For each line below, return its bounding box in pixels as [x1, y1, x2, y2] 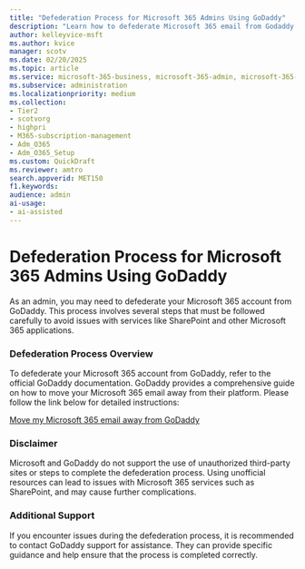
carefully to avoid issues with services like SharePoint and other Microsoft [9, 315, 286, 326]
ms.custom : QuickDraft [9, 156, 95, 166]
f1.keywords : [9, 182, 59, 191]
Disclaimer [9, 437, 58, 449]
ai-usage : [9, 199, 47, 209]
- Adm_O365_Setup [9, 148, 75, 157]
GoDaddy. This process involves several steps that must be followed [9, 305, 265, 316]
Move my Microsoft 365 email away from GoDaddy [9, 414, 200, 425]
